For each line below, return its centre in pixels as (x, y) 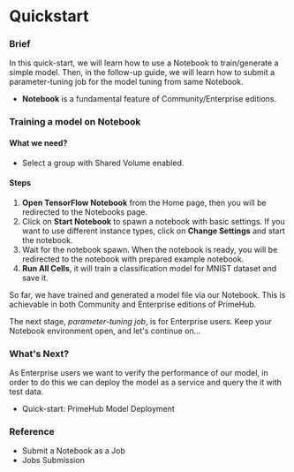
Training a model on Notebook (75, 122)
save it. (35, 278)
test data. (26, 392)
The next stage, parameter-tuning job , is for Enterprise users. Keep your (140, 321)
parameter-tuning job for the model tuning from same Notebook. (126, 82)
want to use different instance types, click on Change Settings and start (153, 231)
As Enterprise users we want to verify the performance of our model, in (139, 373)
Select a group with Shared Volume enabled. (103, 163)
